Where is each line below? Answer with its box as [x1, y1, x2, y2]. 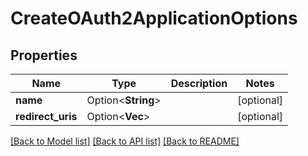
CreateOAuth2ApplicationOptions [10, 7, 298, 30]
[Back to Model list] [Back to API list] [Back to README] [10, 135, 240, 147]
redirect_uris [15, 110, 78, 123]
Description [170, 77, 228, 90]
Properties [10, 47, 78, 64]
